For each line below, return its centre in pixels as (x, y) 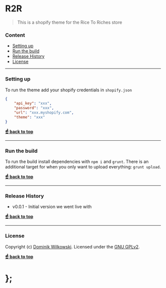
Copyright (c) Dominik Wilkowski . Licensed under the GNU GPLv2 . (72, 247)
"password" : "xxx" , (34, 108)
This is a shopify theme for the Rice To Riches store (70, 22)
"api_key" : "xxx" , (33, 103)
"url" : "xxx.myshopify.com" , (44, 113)
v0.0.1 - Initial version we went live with (52, 207)
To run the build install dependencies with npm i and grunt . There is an (77, 162)
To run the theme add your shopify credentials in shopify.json (69, 90)
